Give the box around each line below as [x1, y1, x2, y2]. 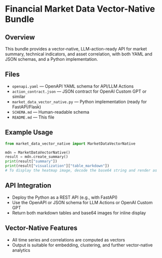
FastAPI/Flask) [12, 103, 41, 110]
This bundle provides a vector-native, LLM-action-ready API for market [5, 46, 147, 52]
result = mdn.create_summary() [5, 155, 68, 159]
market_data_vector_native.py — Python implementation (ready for [12, 99, 147, 104]
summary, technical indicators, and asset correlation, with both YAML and [5, 51, 153, 57]
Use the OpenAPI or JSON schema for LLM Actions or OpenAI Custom [12, 199, 153, 205]
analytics [12, 247, 31, 253]
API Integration [5, 181, 52, 190]
